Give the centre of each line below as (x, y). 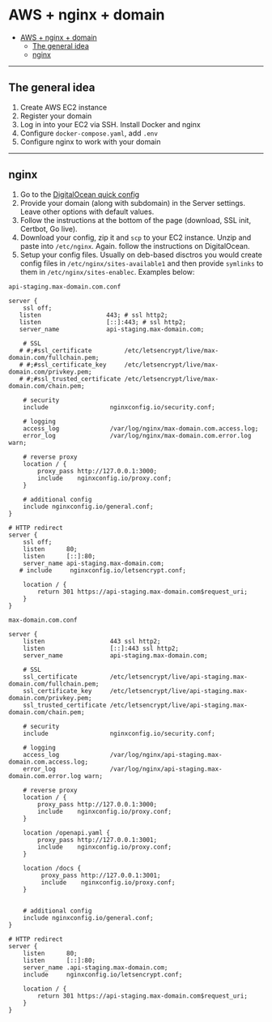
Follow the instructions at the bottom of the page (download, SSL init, (136, 220)
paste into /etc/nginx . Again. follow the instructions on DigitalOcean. (135, 246)
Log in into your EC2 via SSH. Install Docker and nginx (110, 124)
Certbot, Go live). (49, 229)
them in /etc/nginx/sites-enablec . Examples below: (107, 272)
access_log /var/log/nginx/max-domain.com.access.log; (141, 428)
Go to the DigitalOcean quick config (80, 194)
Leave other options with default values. (87, 212)
